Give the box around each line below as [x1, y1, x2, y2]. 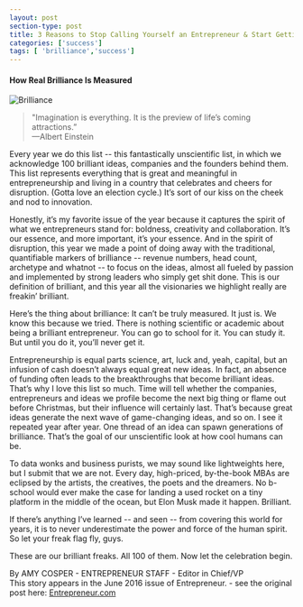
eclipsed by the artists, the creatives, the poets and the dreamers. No [9, 477, 267, 488]
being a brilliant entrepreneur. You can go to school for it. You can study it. [9, 327, 286, 338]
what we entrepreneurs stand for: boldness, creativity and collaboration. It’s [9, 224, 290, 235]
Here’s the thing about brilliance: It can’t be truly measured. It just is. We [9, 308, 277, 319]
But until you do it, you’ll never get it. [9, 337, 146, 348]
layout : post [9, 13, 59, 23]
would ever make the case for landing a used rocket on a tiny [35, 487, 263, 498]
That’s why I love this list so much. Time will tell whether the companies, [9, 383, 277, 394]
